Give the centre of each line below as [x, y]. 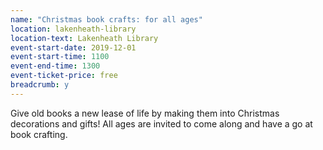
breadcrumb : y [40, 85]
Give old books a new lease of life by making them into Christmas [145, 113]
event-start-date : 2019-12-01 [73, 47]
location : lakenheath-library [73, 29]
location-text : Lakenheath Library [84, 38]
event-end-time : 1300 [55, 66]
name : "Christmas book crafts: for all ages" [106, 19]
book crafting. [39, 134]
